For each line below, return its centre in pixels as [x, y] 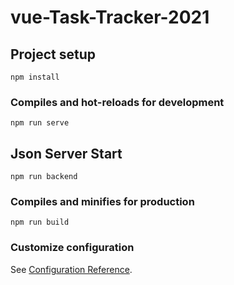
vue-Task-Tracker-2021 [110, 17]
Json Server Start [66, 153]
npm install [35, 77]
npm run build [40, 222]
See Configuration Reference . [71, 269]
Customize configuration [72, 248]
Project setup [53, 54]
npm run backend [44, 177]
